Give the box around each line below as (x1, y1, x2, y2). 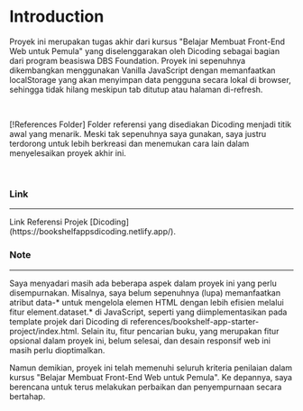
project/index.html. (9, 325, 79, 336)
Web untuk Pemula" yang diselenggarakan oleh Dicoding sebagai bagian (9, 45, 280, 56)
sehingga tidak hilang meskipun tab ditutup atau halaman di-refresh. (9, 84, 263, 95)
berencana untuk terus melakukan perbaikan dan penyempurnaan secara (9, 381, 282, 392)
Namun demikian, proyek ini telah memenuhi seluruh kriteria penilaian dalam (9, 362, 293, 373)
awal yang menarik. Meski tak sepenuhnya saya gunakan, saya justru (9, 128, 267, 139)
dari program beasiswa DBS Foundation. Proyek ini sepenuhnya (9, 55, 246, 66)
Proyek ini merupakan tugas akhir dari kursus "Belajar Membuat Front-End (9, 36, 286, 47)
